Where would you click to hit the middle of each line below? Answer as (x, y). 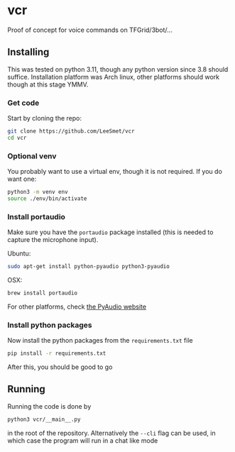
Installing (28, 52)
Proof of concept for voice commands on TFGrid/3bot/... (90, 30)
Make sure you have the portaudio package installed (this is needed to (110, 232)
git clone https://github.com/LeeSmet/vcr (71, 131)
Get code (23, 103)
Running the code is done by (49, 406)
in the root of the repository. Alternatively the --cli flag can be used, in (111, 433)
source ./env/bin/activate (47, 198)
